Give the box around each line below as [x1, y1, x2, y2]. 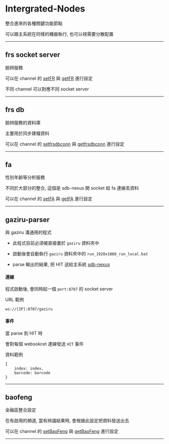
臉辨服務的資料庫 [5, 119, 41, 126]
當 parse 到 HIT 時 [5, 330, 43, 336]
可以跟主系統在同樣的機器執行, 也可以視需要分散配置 [5, 31, 114, 37]
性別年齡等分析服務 [5, 174, 45, 181]
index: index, [14, 366, 44, 371]
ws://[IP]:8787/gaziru [5, 307, 53, 312]
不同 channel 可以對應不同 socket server [5, 86, 89, 92]
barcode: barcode [14, 370, 51, 375]
